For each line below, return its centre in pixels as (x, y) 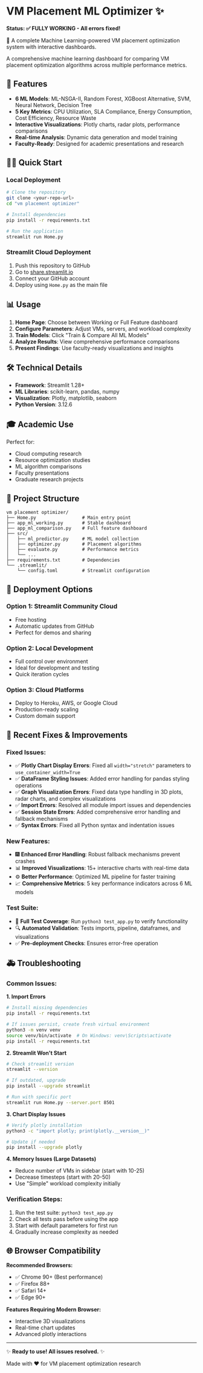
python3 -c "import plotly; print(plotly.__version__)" (78, 1131)
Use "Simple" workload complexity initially (68, 1184)
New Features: (28, 841)
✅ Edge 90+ (31, 1297)
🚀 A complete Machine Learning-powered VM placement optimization (93, 40)
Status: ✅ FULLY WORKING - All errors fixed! (63, 28)
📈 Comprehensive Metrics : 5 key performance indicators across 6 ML (104, 884)
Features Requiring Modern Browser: (54, 1309)
